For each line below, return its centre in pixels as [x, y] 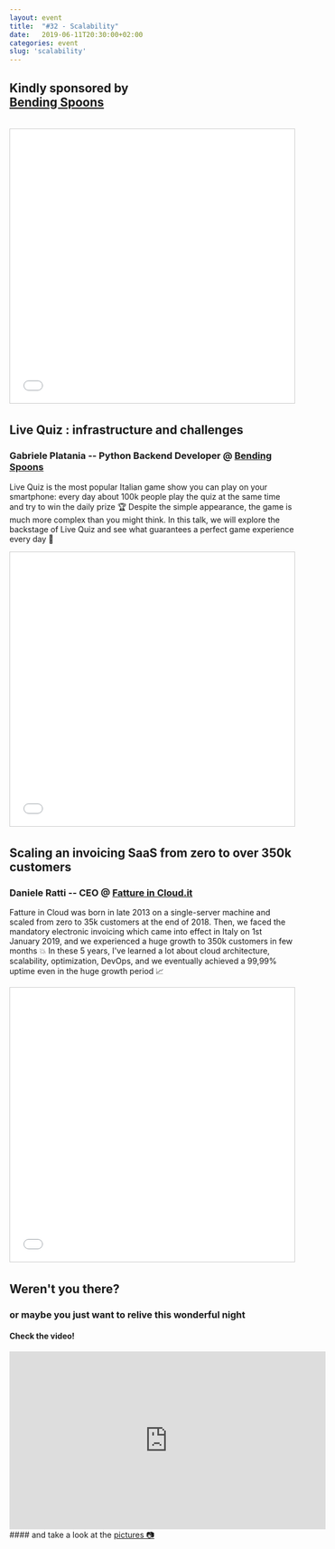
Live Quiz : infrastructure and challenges [126, 430]
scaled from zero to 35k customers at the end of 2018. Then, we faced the [148, 922]
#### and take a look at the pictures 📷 [82, 1535]
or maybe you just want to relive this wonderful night [127, 1314]
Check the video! [42, 1336]
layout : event [36, 18]
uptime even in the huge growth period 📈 [87, 972]
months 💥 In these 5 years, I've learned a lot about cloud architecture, [140, 951]
